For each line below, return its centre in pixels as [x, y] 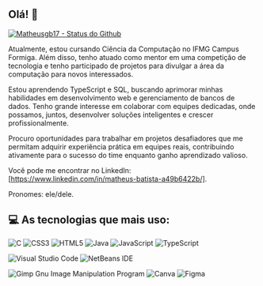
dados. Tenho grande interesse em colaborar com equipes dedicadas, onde [132, 106]
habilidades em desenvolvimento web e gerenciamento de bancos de [122, 98]
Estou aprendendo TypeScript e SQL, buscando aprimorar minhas [116, 89]
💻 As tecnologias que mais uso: [89, 220]
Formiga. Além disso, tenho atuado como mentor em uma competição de [128, 57]
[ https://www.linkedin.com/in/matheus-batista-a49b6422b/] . [108, 179]
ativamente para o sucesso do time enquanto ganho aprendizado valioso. [128, 155]
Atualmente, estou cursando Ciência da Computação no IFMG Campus [124, 49]
